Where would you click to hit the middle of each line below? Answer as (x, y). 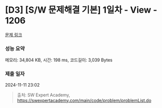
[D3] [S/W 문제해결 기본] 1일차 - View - (81, 10)
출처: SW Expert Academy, (43, 95)
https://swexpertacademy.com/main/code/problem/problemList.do (84, 100)
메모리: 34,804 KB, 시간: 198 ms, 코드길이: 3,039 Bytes (59, 60)
